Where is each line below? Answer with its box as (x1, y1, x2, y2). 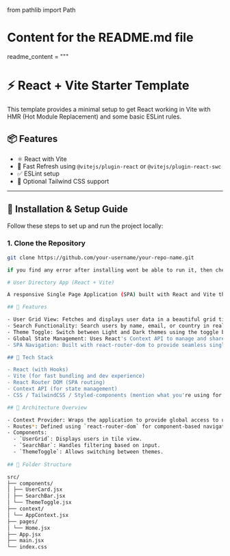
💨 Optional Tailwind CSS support (16, 177, 110, 185)
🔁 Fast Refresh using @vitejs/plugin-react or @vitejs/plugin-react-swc (16, 162, 221, 170)
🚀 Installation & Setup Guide (7, 204, 128, 215)
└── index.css (7, 544, 48, 551)
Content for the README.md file (7, 30, 194, 45)
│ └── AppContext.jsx (7, 511, 69, 518)
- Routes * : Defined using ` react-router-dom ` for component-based (7, 423, 201, 430)
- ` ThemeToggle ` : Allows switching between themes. (13, 448, 164, 455)
